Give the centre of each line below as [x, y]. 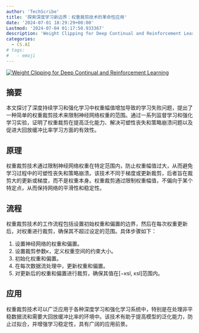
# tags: [16, 50]
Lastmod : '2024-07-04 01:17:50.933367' [55, 28]
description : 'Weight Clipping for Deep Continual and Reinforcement [94, 34]
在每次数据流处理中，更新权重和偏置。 [61, 266]
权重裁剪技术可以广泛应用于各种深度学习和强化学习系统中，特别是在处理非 [97, 309]
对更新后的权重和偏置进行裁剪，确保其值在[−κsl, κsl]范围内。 [89, 273]
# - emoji [21, 56]
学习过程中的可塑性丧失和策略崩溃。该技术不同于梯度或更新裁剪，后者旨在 [97, 173]
